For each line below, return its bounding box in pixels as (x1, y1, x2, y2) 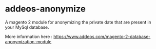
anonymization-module (5, 38, 52, 44)
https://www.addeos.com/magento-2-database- (53, 34, 151, 39)
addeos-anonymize (5, 3, 86, 14)
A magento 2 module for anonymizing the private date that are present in (5, 19, 151, 25)
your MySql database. (5, 24, 50, 30)
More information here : (5, 34, 53, 39)
